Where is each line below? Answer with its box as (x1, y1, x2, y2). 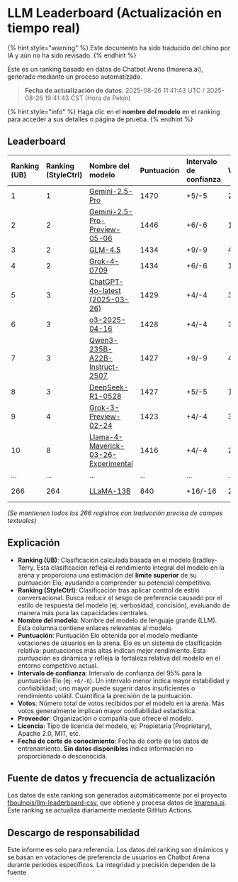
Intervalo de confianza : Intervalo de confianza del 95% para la (17, 668, 202, 677)
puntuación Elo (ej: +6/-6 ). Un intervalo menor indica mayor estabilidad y (17, 676, 230, 685)
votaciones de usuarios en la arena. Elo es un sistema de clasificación (17, 639, 222, 647)
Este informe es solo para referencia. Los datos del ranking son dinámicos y (7, 846, 229, 854)
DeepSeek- (89, 382, 129, 392)
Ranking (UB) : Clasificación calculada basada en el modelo (17, 556, 191, 564)
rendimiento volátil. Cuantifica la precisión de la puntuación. (17, 691, 193, 700)
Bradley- (192, 556, 217, 564)
